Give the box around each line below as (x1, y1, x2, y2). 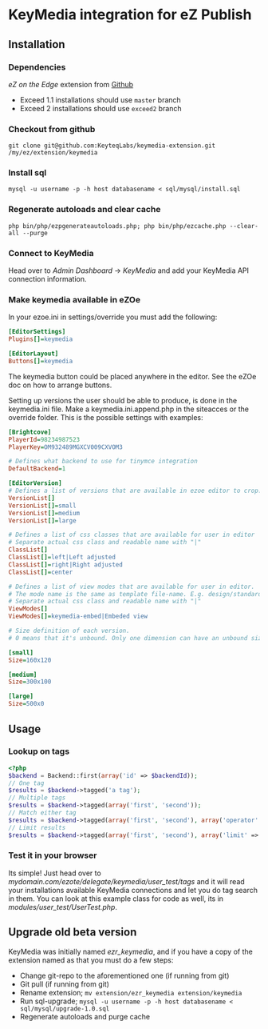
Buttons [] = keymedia (8, 357, 73, 365)
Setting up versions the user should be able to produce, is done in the (8, 395, 238, 405)
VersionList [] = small (8, 502, 77, 510)
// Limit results (8, 823, 66, 831)
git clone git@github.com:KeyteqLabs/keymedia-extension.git (8, 142, 216, 150)
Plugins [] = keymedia (8, 335, 73, 343)
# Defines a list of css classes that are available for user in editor (8, 531, 255, 539)
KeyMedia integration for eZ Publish (8, 6, 252, 24)
